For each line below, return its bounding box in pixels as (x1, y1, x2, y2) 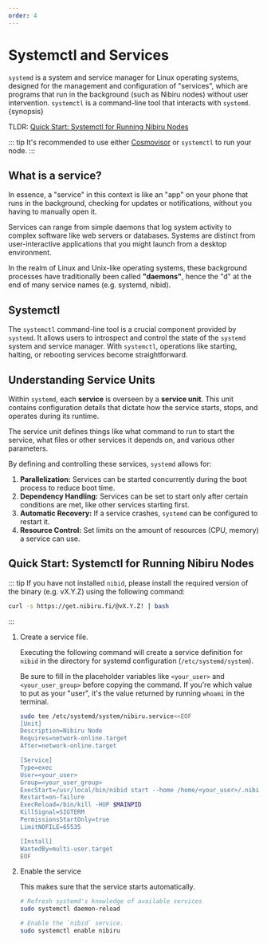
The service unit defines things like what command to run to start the (8, 427, 235, 436)
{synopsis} (8, 106, 44, 116)
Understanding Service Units (8, 373, 155, 387)
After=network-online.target (19, 742, 117, 750)
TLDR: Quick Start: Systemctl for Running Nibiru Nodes (8, 121, 189, 132)
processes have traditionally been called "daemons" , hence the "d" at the (8, 272, 253, 282)
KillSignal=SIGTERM (19, 808, 85, 816)
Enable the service (19, 866, 81, 876)
